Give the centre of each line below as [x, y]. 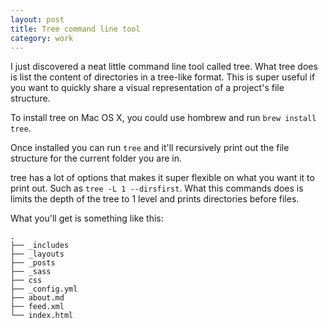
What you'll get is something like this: [87, 218]
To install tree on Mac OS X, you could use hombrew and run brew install [163, 118]
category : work [42, 38]
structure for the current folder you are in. [96, 158]
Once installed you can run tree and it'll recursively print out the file [150, 148]
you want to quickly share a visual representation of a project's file [147, 88]
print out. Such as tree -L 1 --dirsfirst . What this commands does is [157, 188]
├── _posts [33, 263]
